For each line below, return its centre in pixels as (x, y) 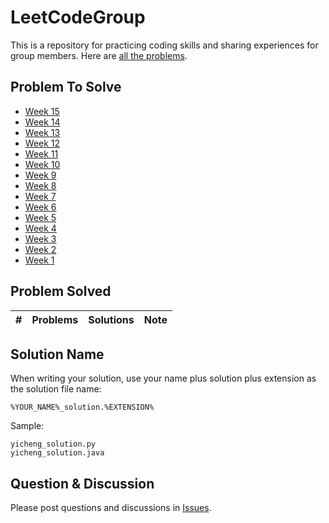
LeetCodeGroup (78, 17)
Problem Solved (61, 291)
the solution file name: (56, 389)
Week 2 (40, 249)
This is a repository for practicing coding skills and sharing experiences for (164, 45)
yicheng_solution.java (57, 453)
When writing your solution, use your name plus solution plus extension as (163, 378)
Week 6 (40, 207)
